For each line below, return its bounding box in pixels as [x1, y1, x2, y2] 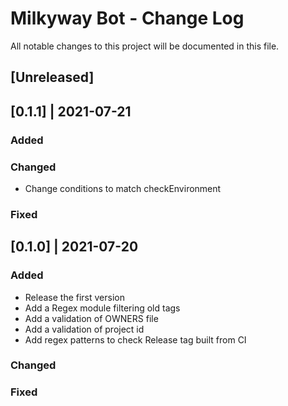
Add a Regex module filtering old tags [24, 302, 181, 314]
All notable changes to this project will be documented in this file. [10, 40, 280, 52]
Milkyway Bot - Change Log [10, 7, 245, 30]
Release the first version [24, 291, 125, 303]
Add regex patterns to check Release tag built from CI [24, 333, 247, 346]
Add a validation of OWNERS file [24, 312, 159, 324]
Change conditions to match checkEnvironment [24, 182, 222, 194]
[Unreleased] [10, 69, 95, 86]
